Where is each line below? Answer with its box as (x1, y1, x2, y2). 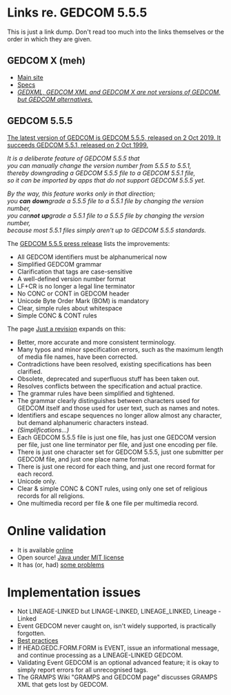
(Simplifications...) (17, 426, 70, 434)
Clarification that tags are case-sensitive (17, 267, 133, 276)
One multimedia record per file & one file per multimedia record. (17, 499, 199, 507)
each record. (17, 470, 54, 478)
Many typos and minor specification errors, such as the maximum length (17, 345, 223, 353)
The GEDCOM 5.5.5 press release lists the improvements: (7, 239, 170, 247)
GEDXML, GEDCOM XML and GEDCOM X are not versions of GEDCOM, (17, 87, 221, 96)
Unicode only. (17, 477, 57, 485)
